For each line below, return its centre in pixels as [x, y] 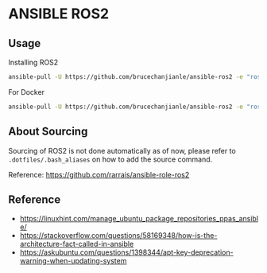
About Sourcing [48, 132]
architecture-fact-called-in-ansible [77, 244]
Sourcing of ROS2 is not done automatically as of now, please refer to [122, 150]
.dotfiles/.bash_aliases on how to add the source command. [110, 159]
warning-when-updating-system [73, 261]
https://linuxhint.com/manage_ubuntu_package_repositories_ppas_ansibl [139, 219]
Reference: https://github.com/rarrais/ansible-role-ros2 [99, 174]
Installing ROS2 [33, 62]
